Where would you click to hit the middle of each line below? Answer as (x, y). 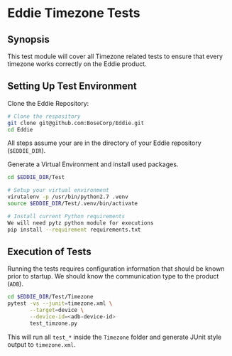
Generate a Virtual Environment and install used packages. (93, 164)
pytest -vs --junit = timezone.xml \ (60, 303)
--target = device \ (56, 311)
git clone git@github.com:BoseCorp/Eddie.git (76, 123)
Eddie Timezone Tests (74, 13)
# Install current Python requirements (66, 216)
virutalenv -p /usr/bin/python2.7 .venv (68, 197)
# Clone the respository (44, 116)
